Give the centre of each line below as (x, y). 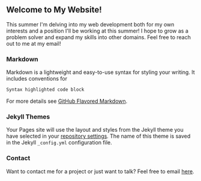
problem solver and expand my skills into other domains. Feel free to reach (98, 37)
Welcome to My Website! (54, 10)
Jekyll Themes (28, 117)
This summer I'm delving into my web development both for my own (90, 24)
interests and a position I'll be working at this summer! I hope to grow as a (97, 31)
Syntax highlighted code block (45, 90)
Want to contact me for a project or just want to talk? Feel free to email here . (100, 171)
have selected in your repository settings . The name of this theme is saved (98, 136)
